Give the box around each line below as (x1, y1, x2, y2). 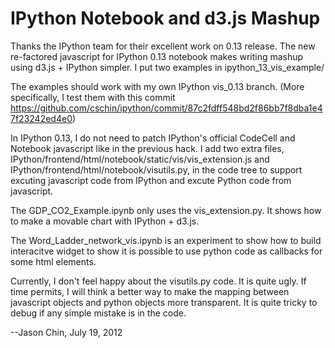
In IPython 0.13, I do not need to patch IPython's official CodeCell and (10, 132, 296, 144)
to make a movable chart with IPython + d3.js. (10, 215, 200, 227)
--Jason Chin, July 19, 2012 (10, 326, 123, 338)
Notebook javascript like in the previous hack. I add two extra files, (10, 142, 285, 154)
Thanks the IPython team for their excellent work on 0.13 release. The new (10, 40, 316, 52)
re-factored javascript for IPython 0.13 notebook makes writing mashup (10, 50, 304, 62)
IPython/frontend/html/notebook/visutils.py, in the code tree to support (10, 163, 303, 176)
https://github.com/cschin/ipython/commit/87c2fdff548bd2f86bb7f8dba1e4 (10, 102, 323, 114)
